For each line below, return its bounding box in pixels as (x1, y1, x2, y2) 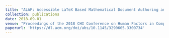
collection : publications (5, 12, 59, 17)
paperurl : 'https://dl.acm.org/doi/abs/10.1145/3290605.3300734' (5, 26, 145, 31)
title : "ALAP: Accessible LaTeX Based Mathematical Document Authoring (5, 7, 158, 12)
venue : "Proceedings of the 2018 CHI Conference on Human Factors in (5, 21, 154, 26)
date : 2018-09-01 (5, 16, 42, 21)
